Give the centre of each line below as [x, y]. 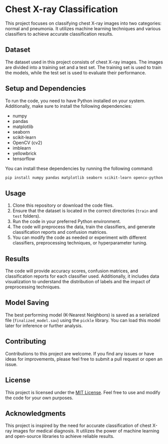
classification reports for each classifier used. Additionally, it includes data [82, 276]
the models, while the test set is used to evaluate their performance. [76, 73]
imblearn [22, 148]
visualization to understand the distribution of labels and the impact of [78, 282]
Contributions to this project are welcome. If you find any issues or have [80, 353]
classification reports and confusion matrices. [60, 232]
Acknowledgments [36, 414]
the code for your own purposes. [39, 398]
